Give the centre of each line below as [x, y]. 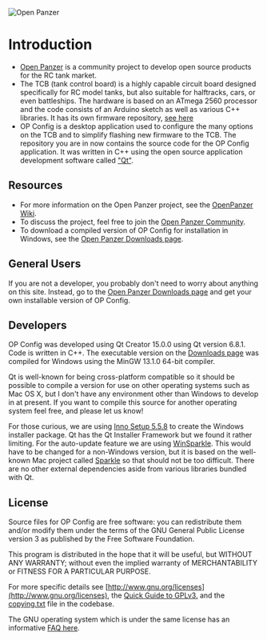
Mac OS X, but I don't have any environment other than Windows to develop [133, 394]
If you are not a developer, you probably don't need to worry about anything [133, 283]
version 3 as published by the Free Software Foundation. [102, 539]
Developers [38, 325]
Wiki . [28, 213]
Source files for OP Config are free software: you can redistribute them [125, 522]
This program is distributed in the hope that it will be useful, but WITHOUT [130, 554]
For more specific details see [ [58, 587]
